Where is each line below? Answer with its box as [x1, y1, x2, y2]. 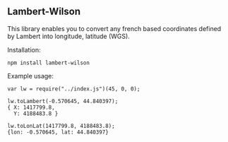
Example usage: [7, 71, 54, 80]
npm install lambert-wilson [7, 59, 90, 66]
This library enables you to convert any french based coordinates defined [7, 24, 222, 32]
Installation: [7, 45, 41, 54]
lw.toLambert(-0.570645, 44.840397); [7, 97, 119, 105]
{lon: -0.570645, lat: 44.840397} [7, 129, 109, 136]
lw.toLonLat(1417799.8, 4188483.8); [7, 122, 115, 129]
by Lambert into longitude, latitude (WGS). [7, 32, 131, 40]
